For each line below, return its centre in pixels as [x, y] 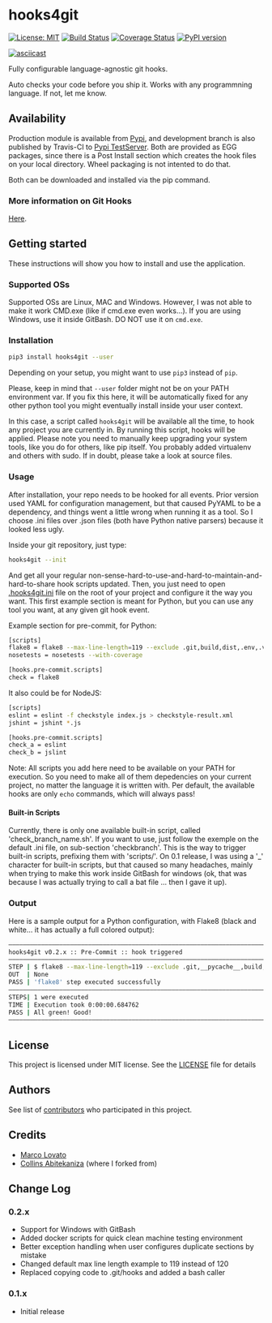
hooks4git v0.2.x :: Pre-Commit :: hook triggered [96, 952]
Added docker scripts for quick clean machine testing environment [131, 1238]
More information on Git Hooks [70, 200]
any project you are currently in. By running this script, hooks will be [122, 430]
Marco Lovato [43, 1154]
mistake [33, 1256]
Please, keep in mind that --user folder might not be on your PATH [119, 389]
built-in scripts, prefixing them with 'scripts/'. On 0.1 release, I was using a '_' [136, 857]
